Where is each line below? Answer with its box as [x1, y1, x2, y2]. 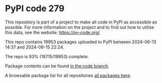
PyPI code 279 [5, 3, 65, 14]
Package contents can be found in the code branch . [5, 63, 110, 69]
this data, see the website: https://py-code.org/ [5, 29, 100, 35]
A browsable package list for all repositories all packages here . [5, 72, 132, 78]
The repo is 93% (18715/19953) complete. [5, 53, 89, 59]
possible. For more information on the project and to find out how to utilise [5, 24, 155, 30]
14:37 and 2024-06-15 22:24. [5, 44, 64, 50]
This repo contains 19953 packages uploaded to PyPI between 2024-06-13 [5, 39, 157, 44]
